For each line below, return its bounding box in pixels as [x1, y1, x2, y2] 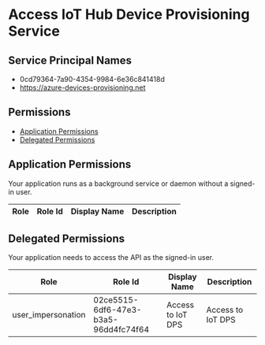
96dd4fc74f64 [93, 325, 150, 336]
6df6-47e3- [93, 305, 142, 316]
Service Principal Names [8, 54, 132, 67]
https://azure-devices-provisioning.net [19, 83, 146, 92]
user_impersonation [12, 310, 86, 321]
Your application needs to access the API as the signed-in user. [8, 253, 215, 262]
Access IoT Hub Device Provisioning [8, 6, 250, 24]
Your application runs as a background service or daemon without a [8, 179, 229, 188]
